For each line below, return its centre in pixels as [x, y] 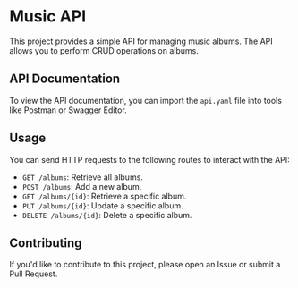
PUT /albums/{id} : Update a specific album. [102, 205]
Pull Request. [34, 274]
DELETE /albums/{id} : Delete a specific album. [107, 215]
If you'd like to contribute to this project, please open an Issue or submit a [145, 265]
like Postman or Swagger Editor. [68, 110]
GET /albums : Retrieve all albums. [82, 177]
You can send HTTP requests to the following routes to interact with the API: [150, 159]
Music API [48, 17]
